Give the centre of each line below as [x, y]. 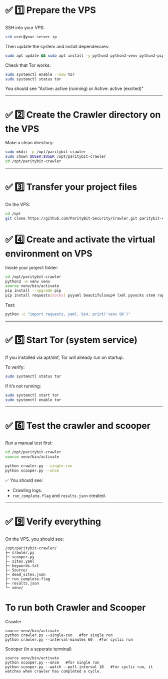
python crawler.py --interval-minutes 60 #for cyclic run [69, 639]
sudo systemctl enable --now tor [40, 74]
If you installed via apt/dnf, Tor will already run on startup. [64, 357]
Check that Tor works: [28, 65]
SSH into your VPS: [25, 27]
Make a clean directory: [29, 143]
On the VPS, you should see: [34, 539]
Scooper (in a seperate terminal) [38, 649]
